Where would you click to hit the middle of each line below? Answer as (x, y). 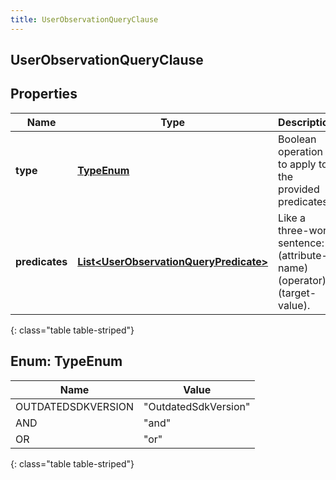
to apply (297, 164)
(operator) (302, 280)
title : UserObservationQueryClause (84, 19)
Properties (44, 94)
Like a (292, 218)
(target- (297, 293)
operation (300, 151)
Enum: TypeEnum (66, 361)
